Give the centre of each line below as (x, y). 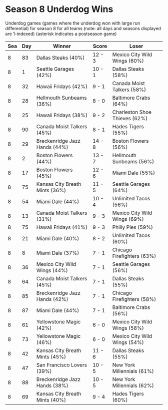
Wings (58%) (128, 328)
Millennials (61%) (133, 371)
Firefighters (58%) (134, 299)
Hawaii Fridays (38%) (62, 115)
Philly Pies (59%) (133, 227)
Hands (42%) (52, 299)
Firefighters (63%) (134, 256)
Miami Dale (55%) (134, 173)
